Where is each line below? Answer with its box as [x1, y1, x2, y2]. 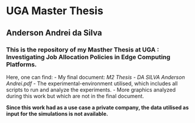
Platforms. [6, 60, 37, 69]
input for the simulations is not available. [6, 110, 108, 117]
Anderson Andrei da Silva [6, 28, 102, 38]
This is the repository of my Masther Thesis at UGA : [6, 46, 160, 54]
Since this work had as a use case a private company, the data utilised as [6, 103, 189, 111]
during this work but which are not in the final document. [6, 92, 144, 99]
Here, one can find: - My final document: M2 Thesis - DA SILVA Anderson [6, 73, 185, 80]
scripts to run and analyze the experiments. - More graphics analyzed [6, 86, 176, 93]
